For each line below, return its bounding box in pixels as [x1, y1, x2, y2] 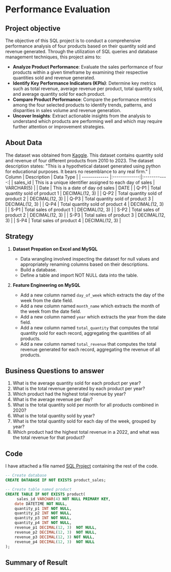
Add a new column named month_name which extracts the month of [20, 303, 160, 309]
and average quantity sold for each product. [12, 91, 106, 97]
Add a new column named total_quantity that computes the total [20, 324, 159, 331]
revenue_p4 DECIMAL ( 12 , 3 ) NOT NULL [14, 539, 95, 544]
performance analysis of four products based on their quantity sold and [5, 43, 156, 49]
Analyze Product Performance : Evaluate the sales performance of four [12, 64, 163, 70]
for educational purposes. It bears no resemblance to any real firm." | [5, 168, 151, 175]
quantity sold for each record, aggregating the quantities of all [20, 330, 151, 336]
